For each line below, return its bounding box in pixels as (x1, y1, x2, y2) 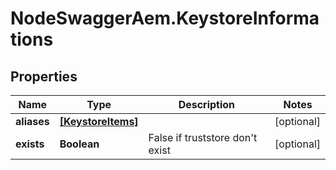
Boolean (59, 137, 100, 151)
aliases (15, 115, 50, 128)
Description (178, 98, 236, 111)
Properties (10, 68, 78, 85)
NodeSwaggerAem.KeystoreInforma (10, 7, 320, 30)
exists (15, 137, 45, 151)
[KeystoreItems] (59, 115, 139, 128)
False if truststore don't (148, 131, 258, 144)
